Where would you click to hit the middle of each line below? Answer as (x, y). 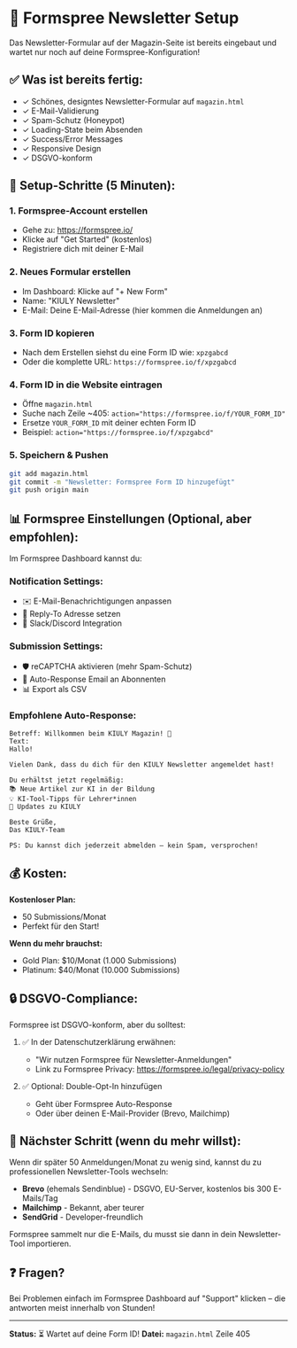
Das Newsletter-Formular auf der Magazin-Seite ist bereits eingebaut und (143, 43)
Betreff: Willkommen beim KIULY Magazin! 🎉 (91, 733)
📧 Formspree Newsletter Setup (124, 18)
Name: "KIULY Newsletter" (71, 300)
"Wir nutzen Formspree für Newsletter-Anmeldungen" (133, 1059)
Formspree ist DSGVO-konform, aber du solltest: (97, 1025)
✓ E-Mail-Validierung (61, 111)
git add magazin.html (49, 473)
